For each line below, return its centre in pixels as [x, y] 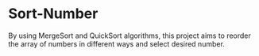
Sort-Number [53, 14]
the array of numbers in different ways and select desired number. [116, 43]
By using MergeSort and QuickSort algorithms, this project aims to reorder [130, 35]
